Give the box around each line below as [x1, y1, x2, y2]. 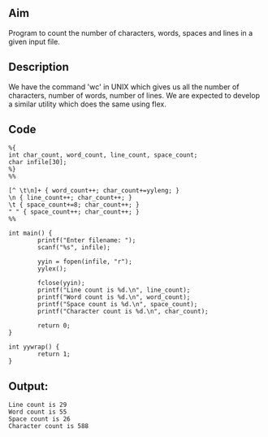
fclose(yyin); [37, 279, 85, 288]
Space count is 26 [8, 415, 71, 423]
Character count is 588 [8, 422, 89, 431]
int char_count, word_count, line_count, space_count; [8, 151, 198, 159]
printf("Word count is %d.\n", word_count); [37, 293, 191, 301]
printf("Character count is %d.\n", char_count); [37, 308, 209, 316]
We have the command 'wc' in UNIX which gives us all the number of [8, 81, 240, 92]
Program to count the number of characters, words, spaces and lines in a [8, 28, 253, 37]
